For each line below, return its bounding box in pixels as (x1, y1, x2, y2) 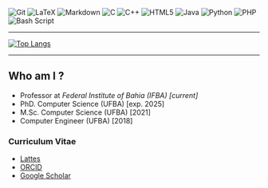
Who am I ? (8, 69, 65, 83)
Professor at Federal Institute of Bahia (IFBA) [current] (19, 90, 199, 100)
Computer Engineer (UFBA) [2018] (19, 116, 133, 125)
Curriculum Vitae (8, 135, 77, 147)
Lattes (19, 154, 41, 163)
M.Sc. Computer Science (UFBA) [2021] (19, 108, 152, 117)
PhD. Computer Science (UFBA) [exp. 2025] (19, 99, 165, 108)
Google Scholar (19, 171, 72, 181)
